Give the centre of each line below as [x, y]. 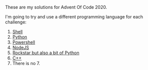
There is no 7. [26, 63]
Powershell [24, 42]
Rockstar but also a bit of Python [46, 53]
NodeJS [21, 47]
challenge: [16, 22]
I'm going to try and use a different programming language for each [74, 17]
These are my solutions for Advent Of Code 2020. [56, 7]
